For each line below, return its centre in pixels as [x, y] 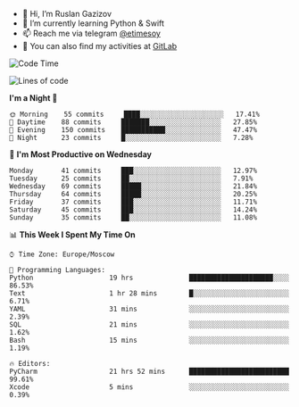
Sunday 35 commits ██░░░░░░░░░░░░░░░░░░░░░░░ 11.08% [133, 218]
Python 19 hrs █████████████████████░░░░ [149, 278]
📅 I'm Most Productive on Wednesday [80, 154]
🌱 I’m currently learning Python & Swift [93, 23]
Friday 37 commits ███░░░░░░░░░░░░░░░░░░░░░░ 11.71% [133, 202]
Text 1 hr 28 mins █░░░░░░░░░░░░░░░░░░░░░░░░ [149, 294]
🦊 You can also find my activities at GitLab [100, 46]
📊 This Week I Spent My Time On [72, 235]
